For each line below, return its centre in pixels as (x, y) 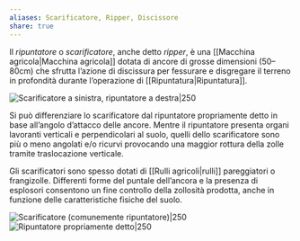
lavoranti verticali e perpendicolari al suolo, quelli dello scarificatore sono (145, 134)
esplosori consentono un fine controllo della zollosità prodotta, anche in (142, 190)
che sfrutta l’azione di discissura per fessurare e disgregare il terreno (163, 71)
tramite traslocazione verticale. (66, 153)
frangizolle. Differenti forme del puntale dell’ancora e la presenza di (134, 180)
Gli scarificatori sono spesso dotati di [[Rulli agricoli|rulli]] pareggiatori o (142, 171)
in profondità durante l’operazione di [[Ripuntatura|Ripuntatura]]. (128, 80)
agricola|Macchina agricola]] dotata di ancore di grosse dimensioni (133, 61)
